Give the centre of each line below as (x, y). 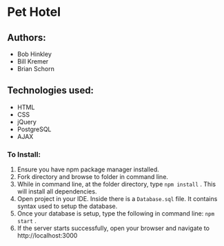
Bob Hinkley (34, 54)
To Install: (24, 154)
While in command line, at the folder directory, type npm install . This (116, 184)
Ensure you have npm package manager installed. (88, 169)
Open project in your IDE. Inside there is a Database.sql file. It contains (117, 199)
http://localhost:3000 (47, 236)
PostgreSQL (34, 129)
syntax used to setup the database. (67, 206)
